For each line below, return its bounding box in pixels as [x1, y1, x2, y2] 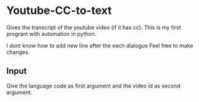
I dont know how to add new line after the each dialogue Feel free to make [6, 42, 193, 49]
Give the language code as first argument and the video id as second [6, 82, 181, 89]
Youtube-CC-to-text [6, 4, 112, 18]
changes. [6, 48, 30, 55]
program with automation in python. [6, 30, 97, 37]
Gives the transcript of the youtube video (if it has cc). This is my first [6, 24, 182, 31]
